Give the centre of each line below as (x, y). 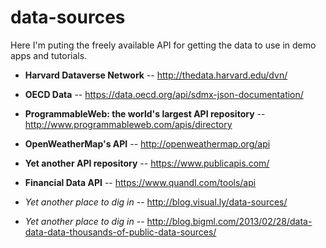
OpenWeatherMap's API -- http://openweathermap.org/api (147, 143)
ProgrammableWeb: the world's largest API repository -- (145, 113)
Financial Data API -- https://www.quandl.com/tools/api (140, 182)
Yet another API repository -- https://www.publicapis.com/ (147, 163)
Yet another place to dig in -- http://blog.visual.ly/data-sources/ (156, 202)
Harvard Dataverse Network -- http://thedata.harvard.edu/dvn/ (156, 75)
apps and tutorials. (49, 55)
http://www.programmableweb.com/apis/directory (128, 124)
